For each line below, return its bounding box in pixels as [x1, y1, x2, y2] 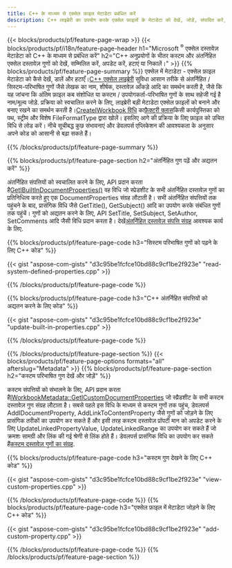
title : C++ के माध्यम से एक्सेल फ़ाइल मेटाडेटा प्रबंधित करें [7, 10, 136, 17]
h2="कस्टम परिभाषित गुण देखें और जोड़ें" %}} [7, 372, 111, 380]
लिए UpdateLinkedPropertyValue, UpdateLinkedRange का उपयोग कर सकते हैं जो [7, 424, 217, 433]
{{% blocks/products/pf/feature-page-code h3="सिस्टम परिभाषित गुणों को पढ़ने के [7, 239, 218, 247]
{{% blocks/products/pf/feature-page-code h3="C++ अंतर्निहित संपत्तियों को [7, 294, 208, 302]
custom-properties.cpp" [7, 482, 76, 491]
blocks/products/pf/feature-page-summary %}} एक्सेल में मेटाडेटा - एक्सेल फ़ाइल [7, 67, 215, 76]
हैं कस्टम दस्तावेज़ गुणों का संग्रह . [7, 440, 75, 449]
